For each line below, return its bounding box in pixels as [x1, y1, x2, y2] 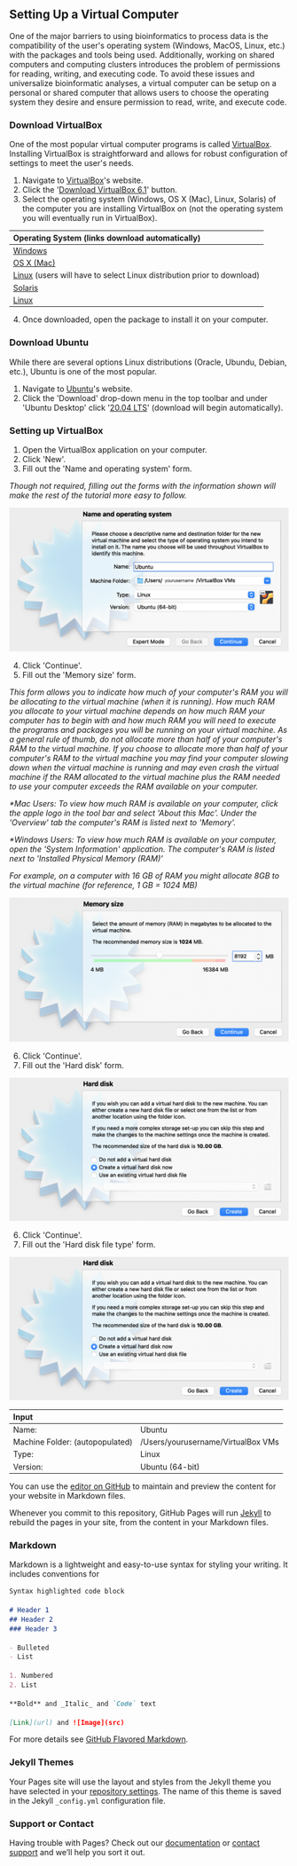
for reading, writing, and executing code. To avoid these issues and [9, 68, 255, 79]
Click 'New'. [21, 453, 66, 464]
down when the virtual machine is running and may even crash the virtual [9, 762, 279, 773]
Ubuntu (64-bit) [140, 1461, 200, 1472]
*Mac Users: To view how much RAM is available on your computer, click [9, 799, 278, 809]
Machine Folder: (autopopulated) [12, 1437, 133, 1447]
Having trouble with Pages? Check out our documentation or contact [9, 1838, 260, 1848]
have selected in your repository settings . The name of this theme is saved [9, 1785, 282, 1796]
